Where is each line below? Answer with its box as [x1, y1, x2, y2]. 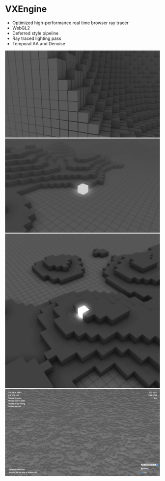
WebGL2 [12, 25, 30, 31]
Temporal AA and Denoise [12, 40, 65, 46]
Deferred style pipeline [12, 30, 59, 36]
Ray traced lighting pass [12, 35, 61, 41]
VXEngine [5, 3, 47, 15]
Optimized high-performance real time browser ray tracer [12, 20, 129, 26]
